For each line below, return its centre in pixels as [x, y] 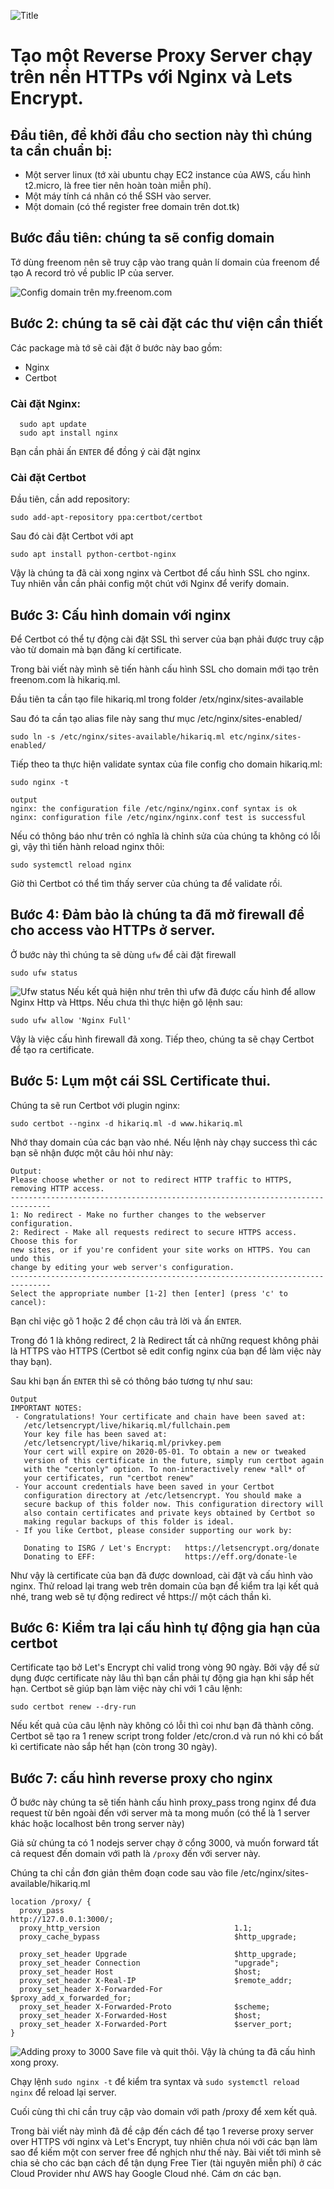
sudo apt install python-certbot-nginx [93, 555]
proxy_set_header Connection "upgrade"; [149, 1963]
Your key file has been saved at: [95, 1434]
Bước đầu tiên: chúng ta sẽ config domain [142, 238]
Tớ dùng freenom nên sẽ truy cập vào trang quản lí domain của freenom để [165, 262]
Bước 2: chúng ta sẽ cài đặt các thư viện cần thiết [166, 323]
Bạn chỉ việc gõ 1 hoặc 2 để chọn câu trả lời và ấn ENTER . [126, 1321]
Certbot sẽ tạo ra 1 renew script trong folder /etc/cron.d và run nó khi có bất [167, 1736]
